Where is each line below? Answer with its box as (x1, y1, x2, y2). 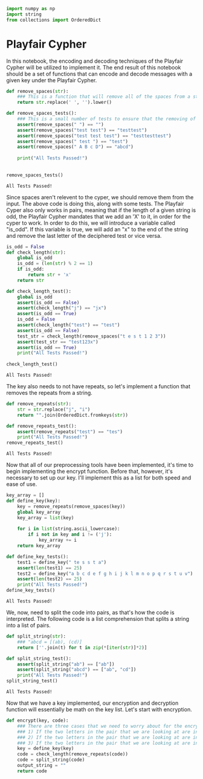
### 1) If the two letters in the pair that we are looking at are (17, 728, 190, 735)
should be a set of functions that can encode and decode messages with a (6, 70, 193, 77)
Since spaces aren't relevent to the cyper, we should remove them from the (6, 193, 194, 200)
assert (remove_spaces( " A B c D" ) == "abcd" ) (17, 144, 134, 150)
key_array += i (38, 537, 77, 543)
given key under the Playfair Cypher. (6, 76, 97, 84)
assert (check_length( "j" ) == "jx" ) (17, 305, 107, 311)
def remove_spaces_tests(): (6, 111, 77, 117)
